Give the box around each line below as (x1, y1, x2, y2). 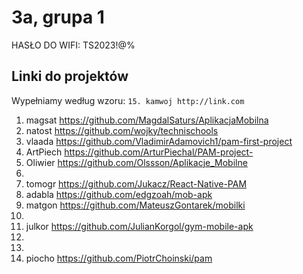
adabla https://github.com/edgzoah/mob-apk (25, 188, 213, 200)
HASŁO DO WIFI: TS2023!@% (11, 39, 136, 51)
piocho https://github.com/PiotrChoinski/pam (25, 252, 213, 264)
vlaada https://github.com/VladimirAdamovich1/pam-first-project (25, 135, 293, 147)
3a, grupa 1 (11, 6, 105, 29)
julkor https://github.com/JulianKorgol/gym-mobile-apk (25, 220, 254, 232)
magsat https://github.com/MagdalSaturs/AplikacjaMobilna (25, 114, 269, 126)
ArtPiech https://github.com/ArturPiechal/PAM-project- (25, 146, 254, 158)
